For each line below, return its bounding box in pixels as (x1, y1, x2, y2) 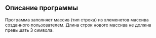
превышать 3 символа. (5, 27, 54, 33)
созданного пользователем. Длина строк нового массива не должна (5, 22, 152, 28)
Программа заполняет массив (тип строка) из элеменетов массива (5, 17, 149, 22)
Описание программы (5, 4, 78, 12)
